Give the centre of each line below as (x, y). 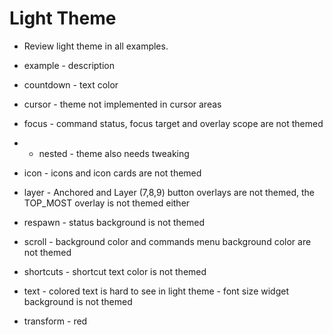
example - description (69, 65)
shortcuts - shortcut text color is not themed (115, 271)
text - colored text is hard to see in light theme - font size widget (156, 291)
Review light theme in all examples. (96, 46)
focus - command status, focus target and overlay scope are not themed (173, 123)
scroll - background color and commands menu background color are (167, 241)
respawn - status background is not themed (114, 222)
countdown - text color (71, 84)
